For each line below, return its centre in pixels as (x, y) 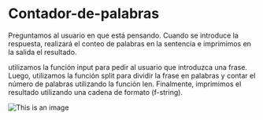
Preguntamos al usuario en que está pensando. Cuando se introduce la (123, 35)
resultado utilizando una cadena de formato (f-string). (96, 92)
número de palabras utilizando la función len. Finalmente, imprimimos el (125, 84)
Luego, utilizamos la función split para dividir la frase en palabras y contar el (132, 75)
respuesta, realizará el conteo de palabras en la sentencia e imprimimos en (130, 43)
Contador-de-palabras (84, 14)
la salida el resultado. (43, 52)
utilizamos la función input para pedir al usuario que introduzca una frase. (128, 67)
